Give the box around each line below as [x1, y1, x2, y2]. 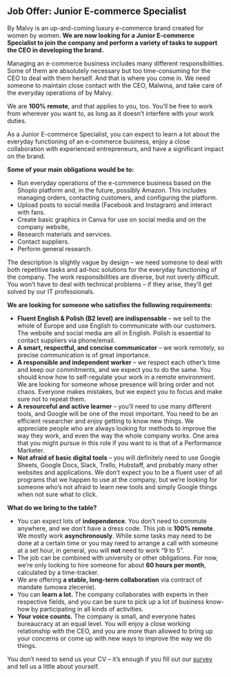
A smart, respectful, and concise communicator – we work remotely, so [17, 343, 225, 351]
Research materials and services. [17, 230, 112, 238]
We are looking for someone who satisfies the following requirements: [7, 300, 213, 309]
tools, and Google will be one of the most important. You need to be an [17, 409, 219, 418]
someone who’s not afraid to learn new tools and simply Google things [17, 482, 217, 491]
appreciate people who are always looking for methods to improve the [17, 424, 217, 432]
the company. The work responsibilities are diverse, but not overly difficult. [7, 273, 220, 281]
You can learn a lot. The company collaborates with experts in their [17, 590, 209, 598]
